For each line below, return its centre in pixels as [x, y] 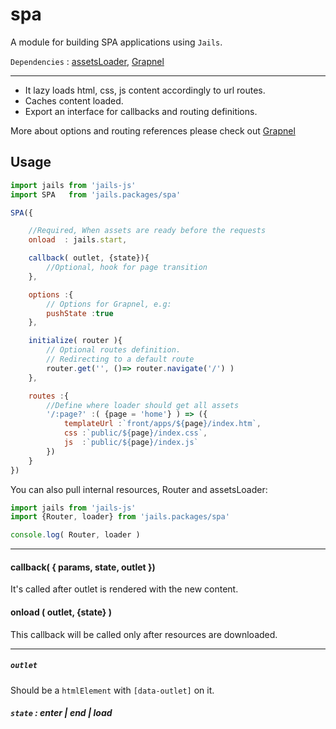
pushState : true [80, 313]
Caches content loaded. [74, 100]
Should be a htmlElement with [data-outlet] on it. [112, 690]
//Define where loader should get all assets [143, 405]
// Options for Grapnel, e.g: [109, 304]
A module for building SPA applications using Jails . [116, 42]
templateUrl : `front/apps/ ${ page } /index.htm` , [162, 424]
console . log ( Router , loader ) [75, 535]
